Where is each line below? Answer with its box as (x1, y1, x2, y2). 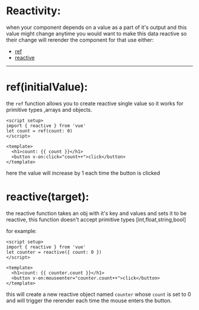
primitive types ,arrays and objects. (6, 106, 93, 113)
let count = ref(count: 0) (6, 128, 73, 134)
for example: (6, 227, 37, 234)
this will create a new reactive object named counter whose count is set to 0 (6, 290, 191, 298)
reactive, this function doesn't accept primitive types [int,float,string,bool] (6, 216, 187, 223)
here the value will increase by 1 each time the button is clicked (6, 169, 161, 176)
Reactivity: (6, 4, 61, 18)
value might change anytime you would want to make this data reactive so (6, 30, 187, 37)
